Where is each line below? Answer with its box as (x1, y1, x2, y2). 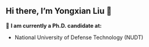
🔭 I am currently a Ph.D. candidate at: (5, 22, 102, 29)
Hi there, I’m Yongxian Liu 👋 (5, 6, 112, 16)
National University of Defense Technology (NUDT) (14, 34, 144, 41)
